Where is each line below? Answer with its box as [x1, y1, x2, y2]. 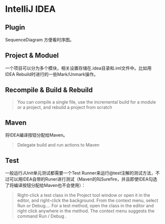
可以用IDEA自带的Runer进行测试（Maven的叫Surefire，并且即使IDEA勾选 [9, 176, 158, 182]
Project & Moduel [5, 51, 59, 60]
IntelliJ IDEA [5, 3, 56, 15]
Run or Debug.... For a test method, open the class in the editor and [17, 203, 154, 209]
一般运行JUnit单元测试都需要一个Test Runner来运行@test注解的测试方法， [5, 170, 156, 176]
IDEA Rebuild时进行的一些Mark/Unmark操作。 [5, 71, 99, 77]
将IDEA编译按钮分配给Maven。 [5, 132, 68, 138]
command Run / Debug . [17, 213, 67, 219]
